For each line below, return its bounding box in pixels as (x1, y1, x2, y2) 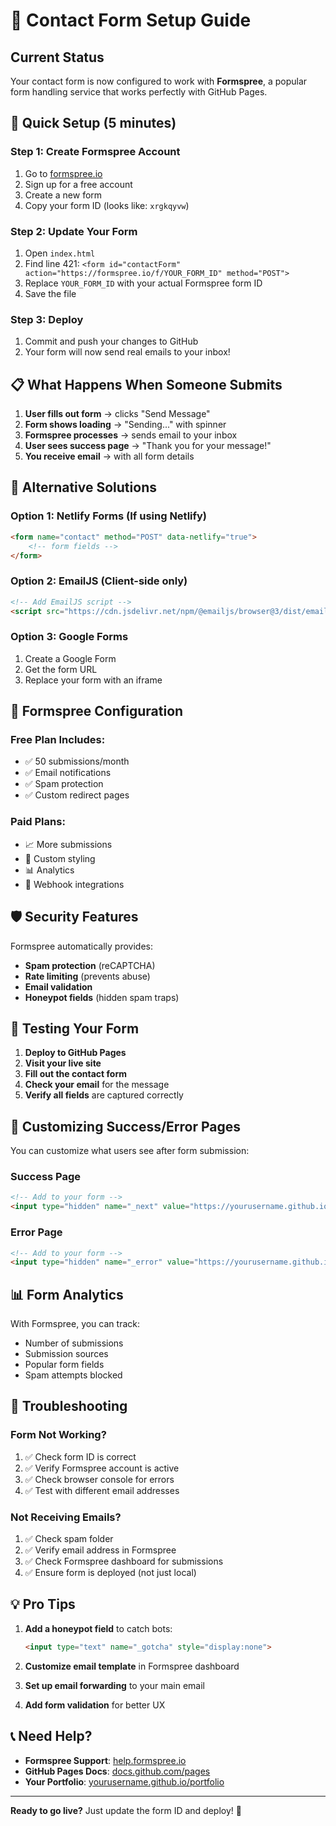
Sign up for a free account (24, 178, 133, 190)
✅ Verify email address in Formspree (24, 1544, 177, 1556)
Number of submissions (24, 1337, 124, 1349)
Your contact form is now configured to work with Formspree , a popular (10, 75, 308, 87)
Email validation (24, 980, 93, 993)
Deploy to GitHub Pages (24, 1047, 127, 1059)
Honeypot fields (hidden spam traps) (24, 991, 180, 1003)
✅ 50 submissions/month (24, 755, 130, 768)
